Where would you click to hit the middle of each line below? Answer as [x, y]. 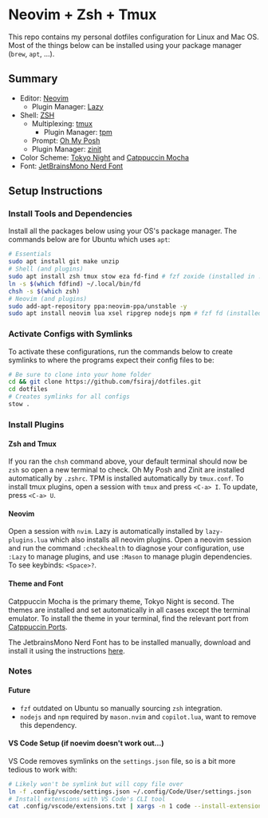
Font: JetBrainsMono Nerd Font [71, 166]
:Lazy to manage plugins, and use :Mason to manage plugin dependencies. [130, 557]
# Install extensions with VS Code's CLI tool [87, 799]
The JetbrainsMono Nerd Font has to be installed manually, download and [130, 642]
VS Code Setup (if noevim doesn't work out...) [87, 743]
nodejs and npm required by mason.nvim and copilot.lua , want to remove [138, 717]
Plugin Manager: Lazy [67, 106]
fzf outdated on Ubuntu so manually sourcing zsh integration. [121, 708]
